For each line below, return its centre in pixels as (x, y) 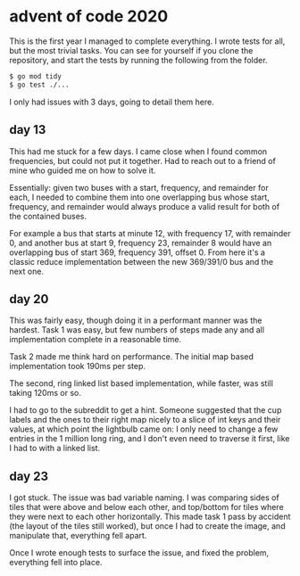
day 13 (28, 130)
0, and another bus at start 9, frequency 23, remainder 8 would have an (141, 243)
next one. (27, 271)
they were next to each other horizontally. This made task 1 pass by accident (150, 517)
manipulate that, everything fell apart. (78, 536)
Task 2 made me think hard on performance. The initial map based (132, 357)
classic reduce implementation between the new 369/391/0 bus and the (142, 261)
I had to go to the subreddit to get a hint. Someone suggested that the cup (146, 410)
